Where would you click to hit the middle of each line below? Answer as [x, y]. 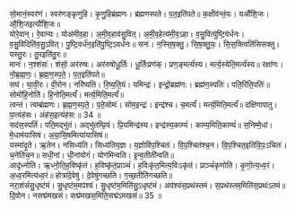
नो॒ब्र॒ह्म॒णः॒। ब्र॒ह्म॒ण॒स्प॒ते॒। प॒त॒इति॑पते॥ [57, 74]
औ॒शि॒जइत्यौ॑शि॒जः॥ [35, 24]
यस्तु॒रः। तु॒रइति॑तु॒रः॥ [38, 54]
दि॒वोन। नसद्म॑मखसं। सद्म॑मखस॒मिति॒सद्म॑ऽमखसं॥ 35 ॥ [86, 196]
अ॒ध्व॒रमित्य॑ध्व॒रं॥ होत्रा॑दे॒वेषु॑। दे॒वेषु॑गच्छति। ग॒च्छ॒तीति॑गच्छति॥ [91, 175]
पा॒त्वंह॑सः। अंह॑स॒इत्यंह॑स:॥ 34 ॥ [55, 115]
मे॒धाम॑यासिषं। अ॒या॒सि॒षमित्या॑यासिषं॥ [59, 135]
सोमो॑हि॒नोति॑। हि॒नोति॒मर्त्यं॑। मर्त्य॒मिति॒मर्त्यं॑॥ [67, 95]
